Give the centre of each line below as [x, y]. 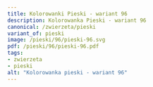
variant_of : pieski [36, 33]
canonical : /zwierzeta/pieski [52, 27]
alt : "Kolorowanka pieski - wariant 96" [68, 72]
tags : [15, 53]
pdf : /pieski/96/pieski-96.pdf [53, 46]
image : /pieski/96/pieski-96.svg [56, 40]
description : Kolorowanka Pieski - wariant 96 [77, 20]
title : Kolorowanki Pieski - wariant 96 [68, 14]
